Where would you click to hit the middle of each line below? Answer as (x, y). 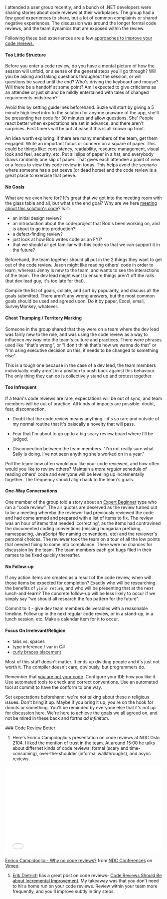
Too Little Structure (26, 55)
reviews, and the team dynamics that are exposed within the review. (75, 28)
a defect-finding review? (38, 234)
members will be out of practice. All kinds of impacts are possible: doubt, (80, 403)
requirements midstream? (31, 98)
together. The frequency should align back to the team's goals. (70, 479)
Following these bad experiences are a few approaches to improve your (79, 38)
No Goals (15, 187)
